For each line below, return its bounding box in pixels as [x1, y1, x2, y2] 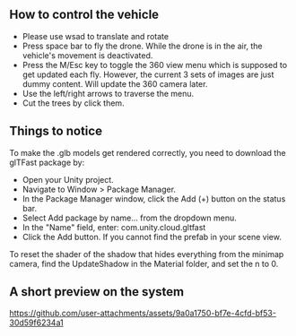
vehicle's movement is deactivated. [22, 49, 153, 61]
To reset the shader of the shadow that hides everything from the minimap [9, 248, 284, 259]
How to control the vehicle [9, 7, 160, 22]
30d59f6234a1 [9, 317, 65, 328]
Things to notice [9, 124, 103, 139]
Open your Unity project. [22, 174, 114, 185]
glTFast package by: [9, 157, 85, 168]
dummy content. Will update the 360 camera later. [22, 78, 208, 89]
